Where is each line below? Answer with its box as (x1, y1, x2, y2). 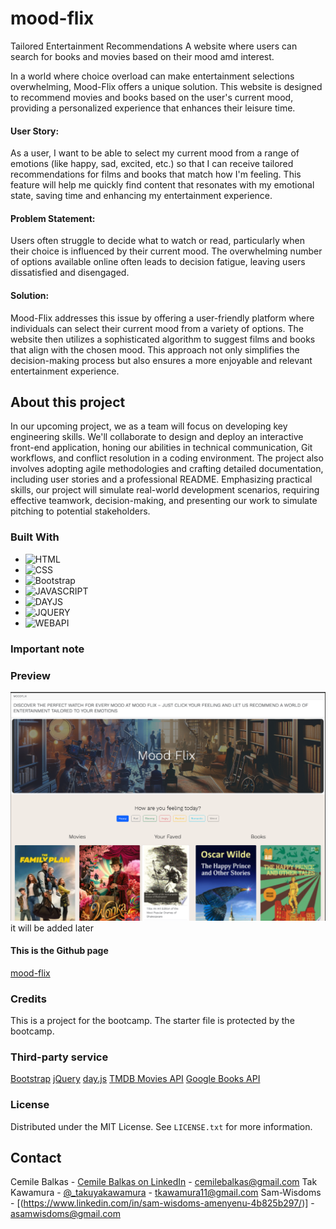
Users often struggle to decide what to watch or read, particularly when (10, 235, 305, 247)
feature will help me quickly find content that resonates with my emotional (10, 179, 315, 191)
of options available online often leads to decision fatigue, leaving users (10, 256, 306, 268)
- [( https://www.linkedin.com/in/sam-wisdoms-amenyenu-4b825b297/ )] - (10, 1197, 315, 1209)
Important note (10, 642, 85, 656)
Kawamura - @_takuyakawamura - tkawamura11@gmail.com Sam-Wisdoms (10, 1187, 322, 1199)
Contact (10, 1150, 62, 1167)
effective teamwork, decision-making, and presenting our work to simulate (10, 495, 318, 507)
